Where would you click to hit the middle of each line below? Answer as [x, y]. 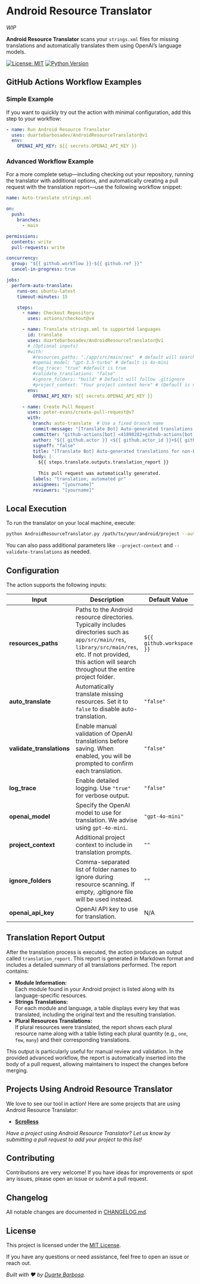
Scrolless [26, 1122]
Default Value [168, 600]
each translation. [99, 771]
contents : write [32, 242]
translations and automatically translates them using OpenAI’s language [94, 45]
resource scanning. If [105, 884]
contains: [18, 971]
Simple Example [30, 99]
